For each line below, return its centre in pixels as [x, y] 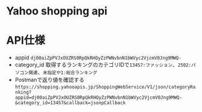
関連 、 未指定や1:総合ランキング [63, 72]
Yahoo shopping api [57, 11]
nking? [23, 92]
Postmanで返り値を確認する [50, 80]
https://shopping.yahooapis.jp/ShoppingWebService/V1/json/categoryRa [105, 87]
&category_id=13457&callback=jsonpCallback [70, 103]
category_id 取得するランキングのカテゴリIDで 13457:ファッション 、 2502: [103, 65]
